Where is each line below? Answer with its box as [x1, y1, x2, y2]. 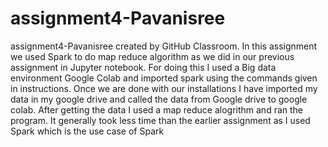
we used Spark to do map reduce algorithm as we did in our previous [10, 50, 295, 62]
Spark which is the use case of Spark [10, 125, 165, 137]
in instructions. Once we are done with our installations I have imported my [10, 82, 318, 94]
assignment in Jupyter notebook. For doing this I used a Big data [10, 61, 277, 73]
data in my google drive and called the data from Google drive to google [10, 93, 308, 105]
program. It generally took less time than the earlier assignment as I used [10, 114, 311, 126]
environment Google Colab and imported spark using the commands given [10, 72, 318, 84]
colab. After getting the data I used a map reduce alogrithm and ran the [10, 103, 304, 116]
